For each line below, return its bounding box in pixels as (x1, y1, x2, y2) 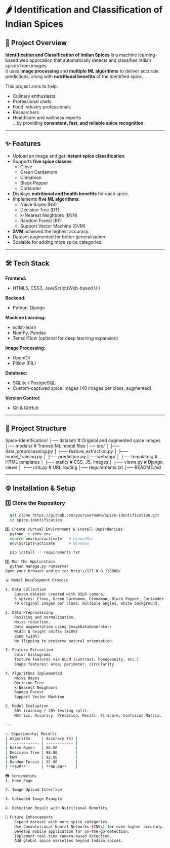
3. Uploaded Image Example (5, 796, 62, 801)
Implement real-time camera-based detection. (14, 833, 112, 839)
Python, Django (12, 305, 45, 311)
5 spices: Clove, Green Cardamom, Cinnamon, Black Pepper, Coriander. (14, 596, 166, 601)
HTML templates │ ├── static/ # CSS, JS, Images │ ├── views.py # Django (5, 459, 163, 465)
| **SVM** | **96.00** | (5, 764, 78, 769)
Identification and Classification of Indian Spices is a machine (5, 52, 138, 58)
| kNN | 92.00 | (5, 755, 78, 760)
